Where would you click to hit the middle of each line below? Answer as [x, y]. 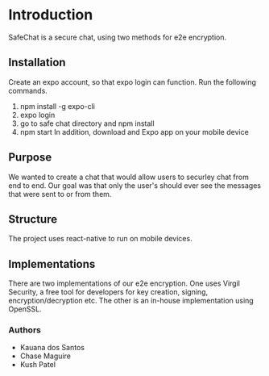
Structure [33, 219]
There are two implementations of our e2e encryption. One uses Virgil [124, 283]
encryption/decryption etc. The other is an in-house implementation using [131, 301]
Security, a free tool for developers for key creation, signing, [108, 292]
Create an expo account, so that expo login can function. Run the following [132, 81]
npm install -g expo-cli [57, 106]
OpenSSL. [25, 309]
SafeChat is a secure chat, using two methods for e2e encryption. [118, 37]
